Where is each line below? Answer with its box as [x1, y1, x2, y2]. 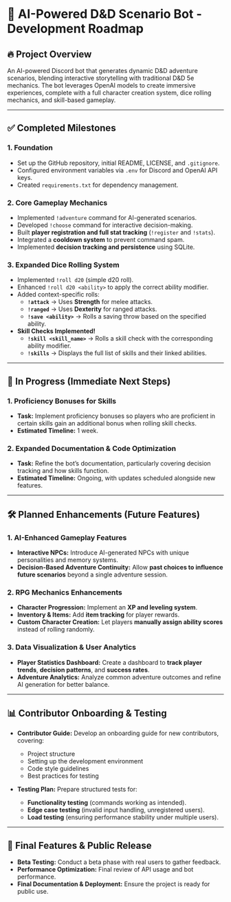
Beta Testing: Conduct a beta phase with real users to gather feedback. [16, 858, 221, 866]
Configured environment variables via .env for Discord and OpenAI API [16, 166, 218, 174]
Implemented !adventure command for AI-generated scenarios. [16, 213, 197, 221]
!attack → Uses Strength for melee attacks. [27, 298, 153, 306]
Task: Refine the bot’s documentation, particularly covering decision [16, 459, 211, 468]
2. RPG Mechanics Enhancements [7, 588, 122, 597]
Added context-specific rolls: [16, 290, 100, 299]
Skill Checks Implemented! [16, 327, 96, 335]
